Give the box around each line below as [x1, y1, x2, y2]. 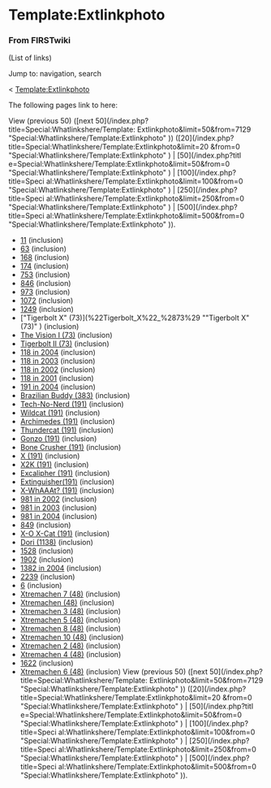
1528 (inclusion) [19, 546, 74, 556]
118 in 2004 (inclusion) [19, 348, 96, 357]
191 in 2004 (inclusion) [19, 382, 96, 392]
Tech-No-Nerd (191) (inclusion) [19, 400, 124, 409]
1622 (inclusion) [19, 658, 75, 668]
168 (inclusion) [19, 253, 70, 262]
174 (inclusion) [19, 262, 69, 271]
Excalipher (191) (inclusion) [19, 469, 110, 478]
